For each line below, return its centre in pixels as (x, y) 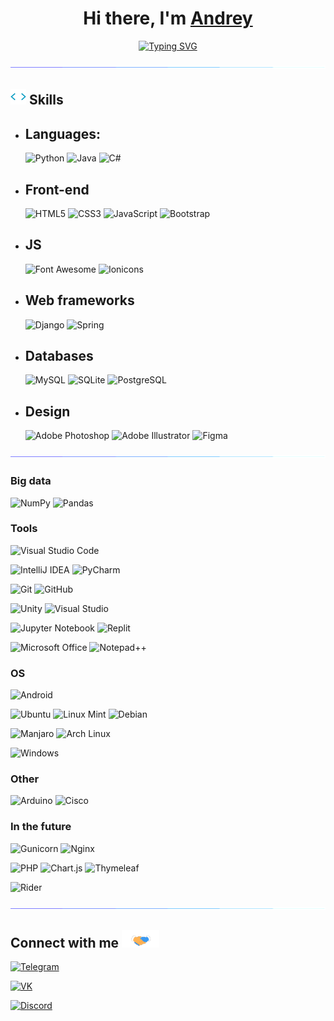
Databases (59, 355)
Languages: (63, 133)
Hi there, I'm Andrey (168, 18)
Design (47, 411)
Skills (46, 100)
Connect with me (65, 942)
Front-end (57, 189)
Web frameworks (79, 300)
